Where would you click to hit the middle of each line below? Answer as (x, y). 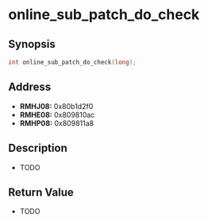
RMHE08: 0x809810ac (57, 115)
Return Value (41, 192)
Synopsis (32, 44)
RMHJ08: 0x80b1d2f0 (56, 106)
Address (30, 87)
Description (38, 148)
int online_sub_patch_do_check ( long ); (72, 62)
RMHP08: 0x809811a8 (56, 123)
